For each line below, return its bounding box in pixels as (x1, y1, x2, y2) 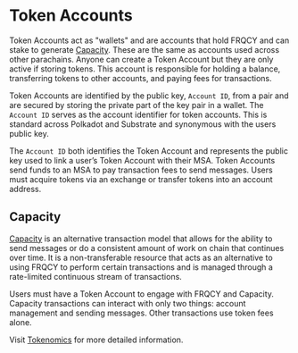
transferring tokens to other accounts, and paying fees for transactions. (9, 72, 272, 83)
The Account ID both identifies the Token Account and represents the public (9, 145, 288, 156)
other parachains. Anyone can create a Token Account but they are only (9, 54, 274, 64)
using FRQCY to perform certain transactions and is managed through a (9, 261, 274, 273)
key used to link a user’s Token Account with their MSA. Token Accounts (9, 155, 276, 165)
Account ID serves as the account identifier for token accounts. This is (9, 109, 268, 120)
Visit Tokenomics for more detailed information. (9, 334, 184, 345)
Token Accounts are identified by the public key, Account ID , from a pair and (9, 90, 289, 101)
